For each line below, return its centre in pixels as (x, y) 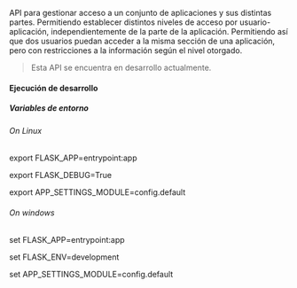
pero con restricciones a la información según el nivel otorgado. (126, 51)
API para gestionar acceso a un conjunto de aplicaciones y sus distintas (141, 13)
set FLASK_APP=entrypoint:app (67, 240)
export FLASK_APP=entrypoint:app (73, 158)
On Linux (26, 130)
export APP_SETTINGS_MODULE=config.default (98, 192)
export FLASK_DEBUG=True (61, 175)
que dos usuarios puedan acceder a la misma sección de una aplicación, (142, 41)
